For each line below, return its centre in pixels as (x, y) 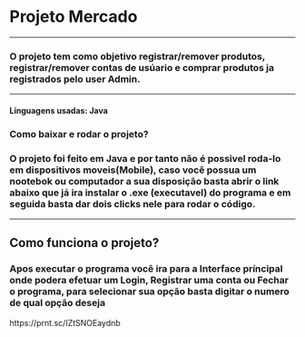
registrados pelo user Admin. (75, 79)
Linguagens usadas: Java (59, 110)
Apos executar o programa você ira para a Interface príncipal (146, 269)
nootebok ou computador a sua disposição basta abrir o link (144, 181)
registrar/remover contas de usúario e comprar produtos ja (142, 67)
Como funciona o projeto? (84, 243)
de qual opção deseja (58, 303)
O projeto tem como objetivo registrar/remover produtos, (138, 56)
